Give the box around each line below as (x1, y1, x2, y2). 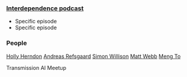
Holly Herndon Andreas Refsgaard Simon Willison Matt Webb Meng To (6, 53, 181, 60)
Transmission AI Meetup (6, 64, 67, 71)
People (6, 39, 27, 47)
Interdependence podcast (6, 4, 84, 13)
